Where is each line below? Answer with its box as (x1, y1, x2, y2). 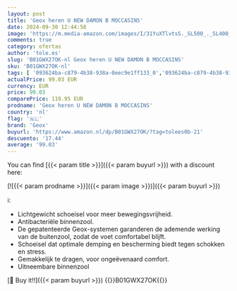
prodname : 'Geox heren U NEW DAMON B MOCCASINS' (7, 102, 153, 109)
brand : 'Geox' (7, 121, 49, 129)
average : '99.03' (7, 142, 59, 149)
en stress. (17, 247, 47, 256)
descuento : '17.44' (7, 135, 65, 142)
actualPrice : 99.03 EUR (7, 75, 78, 83)
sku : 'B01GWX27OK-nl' (7, 63, 71, 70)
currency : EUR (7, 82, 49, 89)
